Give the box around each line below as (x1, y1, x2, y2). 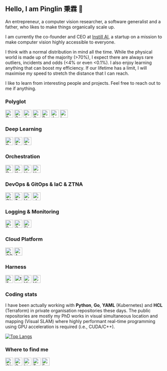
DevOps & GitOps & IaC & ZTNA (5, 181, 83, 188)
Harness (5, 263, 27, 270)
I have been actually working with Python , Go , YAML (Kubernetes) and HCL (5, 302, 163, 308)
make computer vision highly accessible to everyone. (5, 39, 116, 45)
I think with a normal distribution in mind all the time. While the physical (5, 48, 152, 55)
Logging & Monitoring (5, 208, 59, 215)
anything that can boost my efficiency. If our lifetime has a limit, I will (5, 65, 147, 71)
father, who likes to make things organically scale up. (5, 24, 115, 30)
